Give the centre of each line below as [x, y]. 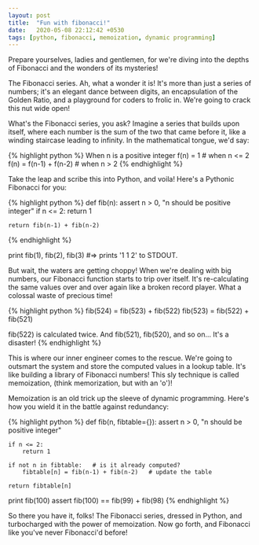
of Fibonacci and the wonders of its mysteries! [83, 68]
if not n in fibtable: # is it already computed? [94, 466]
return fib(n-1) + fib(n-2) [54, 226]
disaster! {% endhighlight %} [55, 343]
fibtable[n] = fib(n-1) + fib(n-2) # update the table [117, 473]
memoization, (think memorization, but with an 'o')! [90, 383]
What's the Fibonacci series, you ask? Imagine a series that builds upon [124, 123]
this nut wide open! [39, 109]
